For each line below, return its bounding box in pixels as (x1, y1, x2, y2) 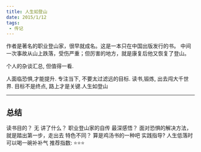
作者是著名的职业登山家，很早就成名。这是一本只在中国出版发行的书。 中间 (6, 42, 191, 49)
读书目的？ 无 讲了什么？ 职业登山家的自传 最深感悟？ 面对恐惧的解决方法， (6, 125, 192, 132)
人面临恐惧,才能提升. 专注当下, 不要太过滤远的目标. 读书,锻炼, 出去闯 (6, 75, 173, 82)
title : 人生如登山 (6, 8, 48, 15)
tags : (6, 20, 20, 26)
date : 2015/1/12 (6, 14, 47, 20)
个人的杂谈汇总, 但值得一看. (6, 63, 74, 70)
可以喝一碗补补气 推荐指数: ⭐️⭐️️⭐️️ (6, 139, 85, 147)
